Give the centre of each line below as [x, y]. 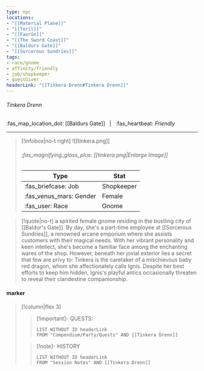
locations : [20, 18]
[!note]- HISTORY [58, 346]
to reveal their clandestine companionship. [74, 279]
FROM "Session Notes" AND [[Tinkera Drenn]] [93, 362]
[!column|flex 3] [41, 307]
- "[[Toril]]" [24, 29]
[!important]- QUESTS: [65, 318]
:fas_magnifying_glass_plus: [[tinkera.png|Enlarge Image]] [94, 155]
